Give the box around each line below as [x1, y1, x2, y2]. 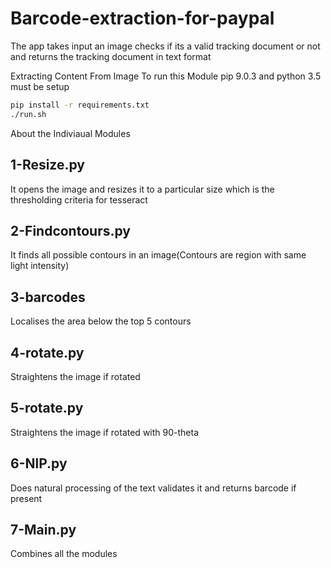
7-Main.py [10, 521, 77, 538]
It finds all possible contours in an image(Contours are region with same [10, 249, 307, 261]
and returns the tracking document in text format [10, 50, 212, 62]
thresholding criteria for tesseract [10, 193, 148, 206]
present [10, 492, 43, 504]
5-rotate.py [10, 400, 84, 417]
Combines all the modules [10, 548, 118, 560]
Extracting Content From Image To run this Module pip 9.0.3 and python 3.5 [10, 70, 322, 82]
